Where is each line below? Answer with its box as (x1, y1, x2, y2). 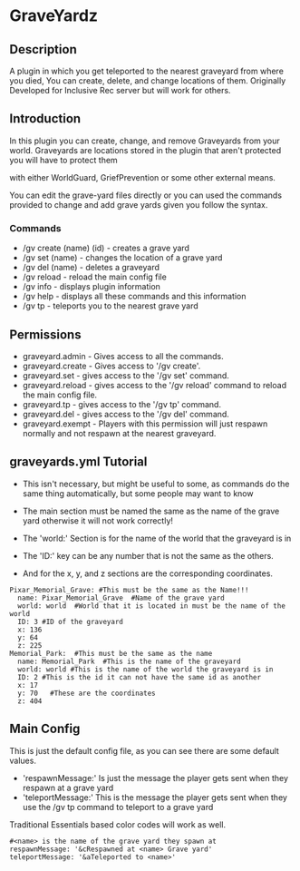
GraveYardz (9, 5, 98, 26)
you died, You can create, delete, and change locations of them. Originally (9, 75, 286, 86)
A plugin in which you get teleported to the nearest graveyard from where (9, 65, 284, 76)
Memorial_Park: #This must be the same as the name (9, 649, 213, 658)
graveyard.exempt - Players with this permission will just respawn (22, 418, 268, 429)
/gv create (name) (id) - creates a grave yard (22, 242, 190, 254)
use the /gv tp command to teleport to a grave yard (22, 801, 214, 812)
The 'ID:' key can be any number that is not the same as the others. (22, 550, 274, 561)
